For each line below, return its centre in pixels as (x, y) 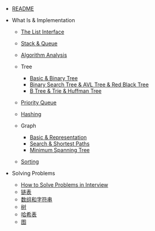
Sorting (30, 162)
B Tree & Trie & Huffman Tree (66, 91)
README (23, 9)
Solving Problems (33, 173)
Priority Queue (38, 102)
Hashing (31, 114)
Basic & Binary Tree (54, 78)
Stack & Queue (39, 43)
